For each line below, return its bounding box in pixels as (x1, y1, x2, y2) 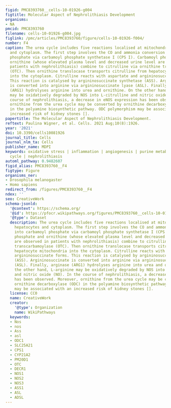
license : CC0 (10, 291, 38, 296)
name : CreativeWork (10, 296, 51, 301)
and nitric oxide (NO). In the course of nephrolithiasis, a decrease (14, 272, 167, 277)
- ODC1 (10, 338, 24, 343)
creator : (10, 300, 28, 305)
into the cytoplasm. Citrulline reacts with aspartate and (10, 74, 138, 79)
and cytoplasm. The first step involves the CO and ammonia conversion (10, 50, 165, 55)
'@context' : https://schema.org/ (10, 206, 81, 211)
